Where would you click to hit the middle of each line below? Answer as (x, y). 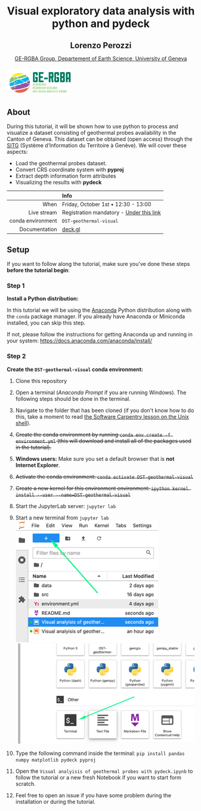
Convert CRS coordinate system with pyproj (69, 170)
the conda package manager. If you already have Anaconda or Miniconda (96, 317)
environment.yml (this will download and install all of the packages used (103, 441)
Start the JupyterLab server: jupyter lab (66, 506)
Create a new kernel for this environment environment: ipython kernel (102, 488)
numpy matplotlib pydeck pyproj (55, 760)
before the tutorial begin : (38, 270)
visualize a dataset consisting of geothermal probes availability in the (92, 133)
